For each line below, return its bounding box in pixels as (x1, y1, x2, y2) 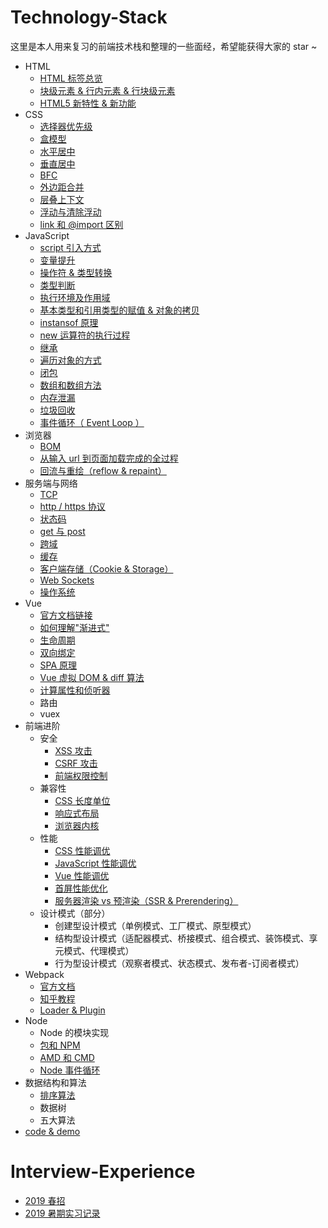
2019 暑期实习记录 (24, 1207, 101, 1219)
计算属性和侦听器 (39, 684, 111, 696)
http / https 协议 (39, 500, 106, 512)
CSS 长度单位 (54, 794, 111, 806)
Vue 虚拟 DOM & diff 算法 (39, 671, 145, 683)
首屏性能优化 (54, 882, 108, 894)
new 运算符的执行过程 (39, 329, 131, 341)
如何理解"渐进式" (39, 621, 110, 633)
